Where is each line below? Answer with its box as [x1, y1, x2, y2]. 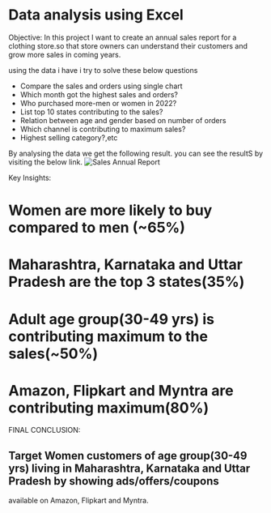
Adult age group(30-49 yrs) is [8, 310, 214, 328]
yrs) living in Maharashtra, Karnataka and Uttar [8, 461, 251, 475]
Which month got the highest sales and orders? [19, 89, 179, 99]
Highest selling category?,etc [19, 132, 118, 143]
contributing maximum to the [8, 327, 209, 345]
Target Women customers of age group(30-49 [8, 448, 248, 463]
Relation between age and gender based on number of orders [19, 115, 227, 125]
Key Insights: [8, 173, 52, 182]
